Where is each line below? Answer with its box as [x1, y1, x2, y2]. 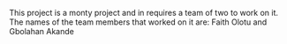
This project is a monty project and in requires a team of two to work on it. [9, 8, 279, 18]
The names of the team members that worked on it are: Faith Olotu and [9, 17, 268, 27]
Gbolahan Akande [9, 26, 75, 36]
